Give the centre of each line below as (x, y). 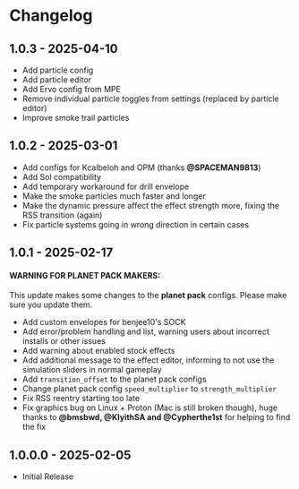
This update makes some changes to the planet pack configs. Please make (148, 296)
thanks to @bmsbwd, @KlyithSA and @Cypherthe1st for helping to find (156, 417)
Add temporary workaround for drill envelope (106, 186)
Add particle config (58, 70)
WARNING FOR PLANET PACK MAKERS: (85, 275)
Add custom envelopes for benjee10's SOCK (104, 322)
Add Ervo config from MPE (71, 89)
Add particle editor (57, 80)
